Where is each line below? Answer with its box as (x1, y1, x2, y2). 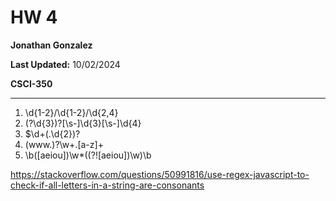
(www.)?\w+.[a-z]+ (24, 138, 104, 150)
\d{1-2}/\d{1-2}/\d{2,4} (24, 106, 119, 118)
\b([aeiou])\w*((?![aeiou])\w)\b (24, 149, 152, 161)
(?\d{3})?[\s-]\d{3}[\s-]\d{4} (24, 117, 142, 129)
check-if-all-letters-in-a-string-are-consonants (10, 179, 205, 191)
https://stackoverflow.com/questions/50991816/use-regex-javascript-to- (10, 168, 310, 180)
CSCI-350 (10, 77, 53, 90)
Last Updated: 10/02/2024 (10, 58, 121, 70)
